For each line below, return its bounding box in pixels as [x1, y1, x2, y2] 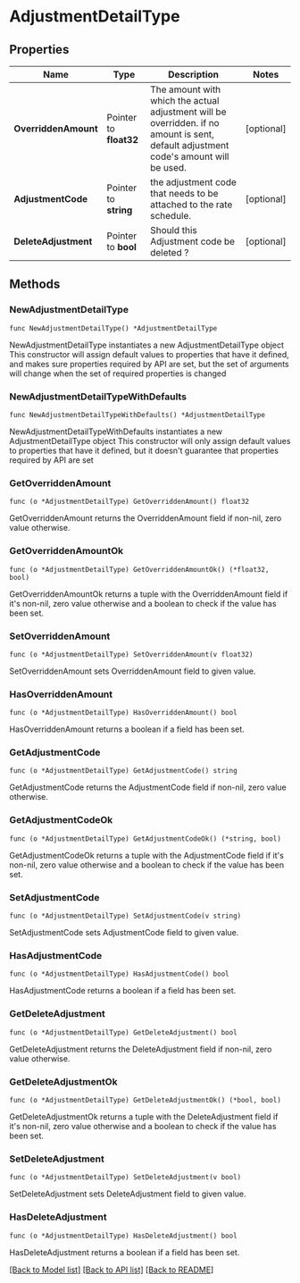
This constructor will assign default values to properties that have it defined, [9, 348, 290, 359]
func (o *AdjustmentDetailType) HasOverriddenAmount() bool [9, 709, 238, 717]
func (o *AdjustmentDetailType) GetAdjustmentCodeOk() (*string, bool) [9, 834, 281, 843]
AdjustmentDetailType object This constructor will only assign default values [9, 435, 291, 446]
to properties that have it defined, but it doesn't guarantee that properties [9, 445, 279, 456]
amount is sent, [150, 128, 214, 140]
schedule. [150, 210, 192, 222]
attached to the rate [150, 198, 233, 211]
